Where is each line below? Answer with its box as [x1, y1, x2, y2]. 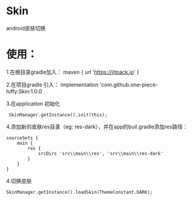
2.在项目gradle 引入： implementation [6, 81, 99, 88]
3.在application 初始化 [6, 100, 61, 107]
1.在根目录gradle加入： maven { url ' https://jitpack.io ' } [6, 68, 140, 76]
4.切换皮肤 [6, 177, 32, 184]
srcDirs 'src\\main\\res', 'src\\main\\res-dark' [37, 150, 163, 156]
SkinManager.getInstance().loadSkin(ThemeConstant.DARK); [6, 189, 153, 195]
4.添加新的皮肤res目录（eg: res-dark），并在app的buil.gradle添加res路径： [6, 123, 188, 130]
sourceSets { [6, 135, 39, 141]
